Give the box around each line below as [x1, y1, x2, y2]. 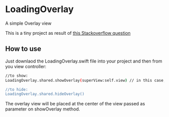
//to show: [5, 73, 28, 78]
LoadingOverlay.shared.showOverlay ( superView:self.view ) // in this [5, 78, 152, 83]
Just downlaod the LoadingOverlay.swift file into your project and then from [5, 58, 162, 64]
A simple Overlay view [5, 20, 52, 26]
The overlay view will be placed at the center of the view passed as [5, 101, 145, 107]
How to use [5, 44, 41, 53]
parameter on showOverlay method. [5, 106, 80, 112]
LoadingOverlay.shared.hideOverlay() [5, 92, 85, 97]
